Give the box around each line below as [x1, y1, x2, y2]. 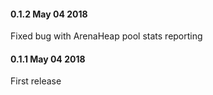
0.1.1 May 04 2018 [10, 53, 86, 65]
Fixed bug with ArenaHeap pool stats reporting [10, 30, 203, 42]
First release [10, 75, 62, 87]
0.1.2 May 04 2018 [10, 8, 88, 20]
